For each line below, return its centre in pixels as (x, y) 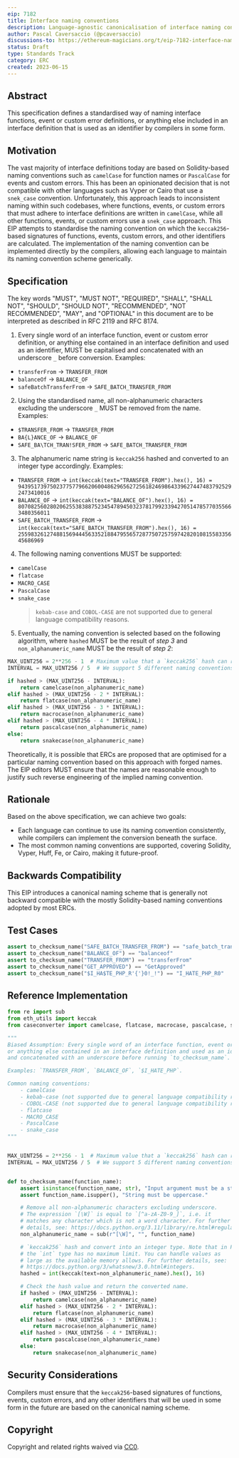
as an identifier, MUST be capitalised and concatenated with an (111, 350)
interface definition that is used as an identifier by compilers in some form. (116, 128)
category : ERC (28, 61)
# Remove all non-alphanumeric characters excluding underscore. (119, 1208)
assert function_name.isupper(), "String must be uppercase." (114, 1195)
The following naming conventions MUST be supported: (100, 554)
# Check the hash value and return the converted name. (105, 1287)
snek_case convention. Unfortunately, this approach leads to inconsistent (114, 198)
